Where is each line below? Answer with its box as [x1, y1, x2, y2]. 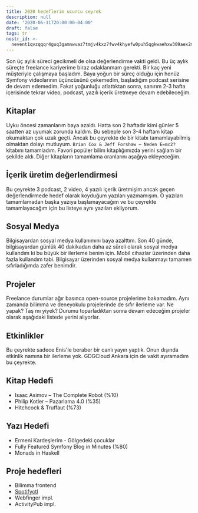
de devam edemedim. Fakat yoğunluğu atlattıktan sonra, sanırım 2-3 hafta [6, 82, 186, 90]
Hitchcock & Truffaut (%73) [14, 404, 81, 411]
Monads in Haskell [14, 449, 60, 456]
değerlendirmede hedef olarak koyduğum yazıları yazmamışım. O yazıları [6, 192, 183, 199]
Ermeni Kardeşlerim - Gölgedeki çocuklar [14, 436, 115, 444]
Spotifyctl [14, 488, 38, 495]
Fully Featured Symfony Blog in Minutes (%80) [14, 443, 128, 450]
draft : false [6, 25, 38, 31]
